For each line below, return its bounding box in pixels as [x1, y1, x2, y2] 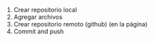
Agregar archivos [13, 13, 63, 21]
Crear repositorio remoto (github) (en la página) [13, 20, 148, 28]
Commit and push [13, 27, 64, 35]
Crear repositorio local [13, 6, 77, 14]
